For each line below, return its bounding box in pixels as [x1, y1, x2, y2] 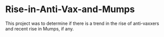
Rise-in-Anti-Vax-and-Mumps [5, 4, 135, 15]
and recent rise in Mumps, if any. [5, 25, 74, 31]
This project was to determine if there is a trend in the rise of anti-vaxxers [5, 20, 159, 26]
